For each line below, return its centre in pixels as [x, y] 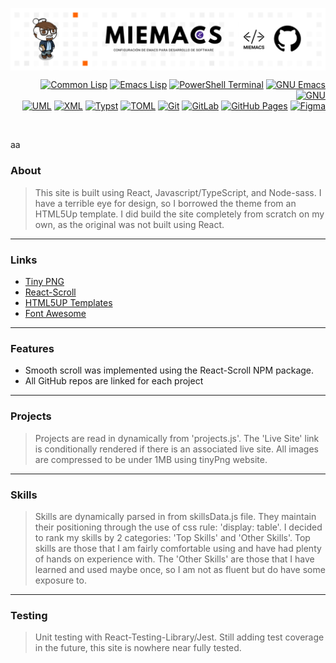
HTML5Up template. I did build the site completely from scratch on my [179, 214]
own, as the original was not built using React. [129, 224]
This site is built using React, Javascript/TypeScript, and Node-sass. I [178, 192]
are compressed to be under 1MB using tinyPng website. [151, 459]
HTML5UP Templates [68, 302]
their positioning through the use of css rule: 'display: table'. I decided [178, 527]
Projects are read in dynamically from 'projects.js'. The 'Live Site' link [177, 438]
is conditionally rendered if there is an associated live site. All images [176, 449]
